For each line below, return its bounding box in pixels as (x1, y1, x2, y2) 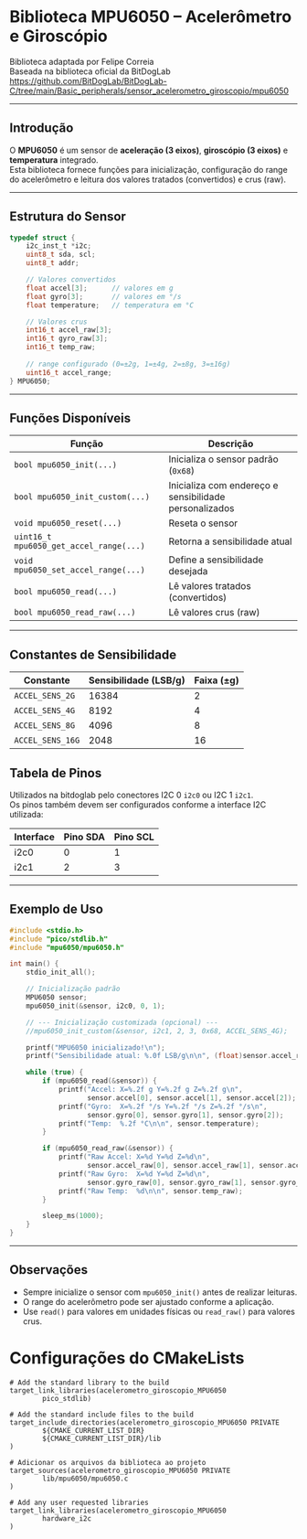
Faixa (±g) (194, 674, 239, 687)
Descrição (207, 437, 254, 450)
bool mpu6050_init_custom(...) (14, 492, 151, 502)
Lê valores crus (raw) (168, 606, 260, 619)
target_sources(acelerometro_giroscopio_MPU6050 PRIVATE (9, 1466, 231, 1475)
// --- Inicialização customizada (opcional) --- (26, 1018, 219, 1027)
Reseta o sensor (168, 517, 238, 529)
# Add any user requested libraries (9, 1498, 149, 1507)
